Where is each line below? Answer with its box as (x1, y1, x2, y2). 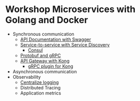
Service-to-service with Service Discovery (20, 41, 110, 47)
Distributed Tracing (20, 84, 61, 90)
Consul (27, 47, 43, 53)
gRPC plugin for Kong (27, 63, 73, 69)
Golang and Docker (5, 14, 88, 26)
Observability (12, 74, 41, 80)
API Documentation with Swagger (20, 36, 91, 42)
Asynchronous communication (12, 68, 77, 74)
